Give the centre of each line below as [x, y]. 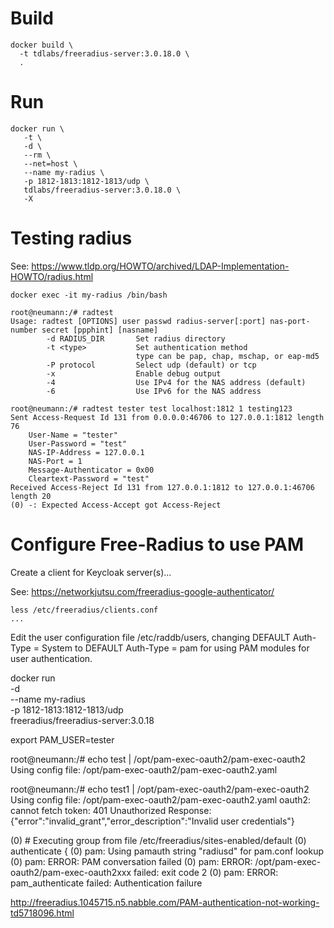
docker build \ [42, 45]
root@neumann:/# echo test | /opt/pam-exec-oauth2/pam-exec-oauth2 [158, 759]
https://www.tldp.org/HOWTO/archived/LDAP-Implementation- [160, 266]
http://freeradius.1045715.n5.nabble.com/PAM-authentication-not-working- [165, 902]
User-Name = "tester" [73, 435]
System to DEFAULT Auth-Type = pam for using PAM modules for [175, 648]
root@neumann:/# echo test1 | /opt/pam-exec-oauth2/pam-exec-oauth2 [160, 789]
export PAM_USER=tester [62, 739]
